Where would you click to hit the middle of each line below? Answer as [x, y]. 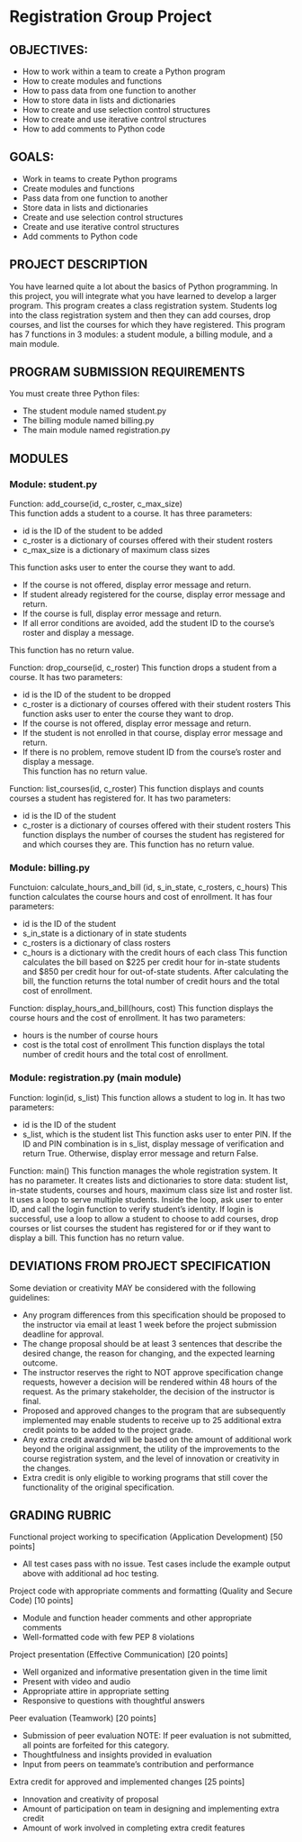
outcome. [40, 1363]
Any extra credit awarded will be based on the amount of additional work [157, 1439]
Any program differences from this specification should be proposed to [154, 1315]
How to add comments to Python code [93, 129]
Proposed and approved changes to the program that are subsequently [154, 1411]
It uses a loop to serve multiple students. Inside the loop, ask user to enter [147, 1199]
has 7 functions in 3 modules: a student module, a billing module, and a [141, 334]
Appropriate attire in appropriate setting [96, 1692]
